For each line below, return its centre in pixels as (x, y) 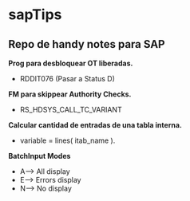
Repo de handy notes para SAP (87, 44)
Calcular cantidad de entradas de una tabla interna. (95, 125)
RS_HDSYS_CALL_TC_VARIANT (71, 110)
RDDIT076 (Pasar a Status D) (67, 79)
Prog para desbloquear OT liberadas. (71, 63)
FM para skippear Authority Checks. (70, 94)
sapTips (35, 15)
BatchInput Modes (40, 156)
